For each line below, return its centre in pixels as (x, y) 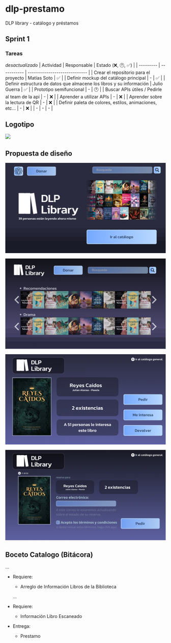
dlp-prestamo (35, 9)
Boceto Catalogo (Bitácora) (49, 554)
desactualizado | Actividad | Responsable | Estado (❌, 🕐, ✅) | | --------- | (83, 65)
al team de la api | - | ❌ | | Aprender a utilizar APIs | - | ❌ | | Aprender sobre (84, 96)
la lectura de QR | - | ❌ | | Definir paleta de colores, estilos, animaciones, (81, 102)
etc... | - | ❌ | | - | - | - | (29, 108)
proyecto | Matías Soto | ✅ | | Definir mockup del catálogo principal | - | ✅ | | (85, 78)
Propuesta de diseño (39, 153)
